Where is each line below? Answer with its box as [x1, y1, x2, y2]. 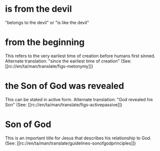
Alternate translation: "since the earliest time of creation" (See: [5, 58, 132, 64]
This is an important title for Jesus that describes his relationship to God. [5, 135, 152, 141]
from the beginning [5, 37, 85, 48]
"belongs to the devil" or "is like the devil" [5, 20, 90, 25]
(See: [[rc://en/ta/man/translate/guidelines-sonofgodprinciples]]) [5, 140, 136, 146]
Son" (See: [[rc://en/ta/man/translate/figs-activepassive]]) [5, 102, 122, 108]
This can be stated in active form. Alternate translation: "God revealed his [5, 96, 153, 102]
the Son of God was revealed [5, 81, 124, 91]
